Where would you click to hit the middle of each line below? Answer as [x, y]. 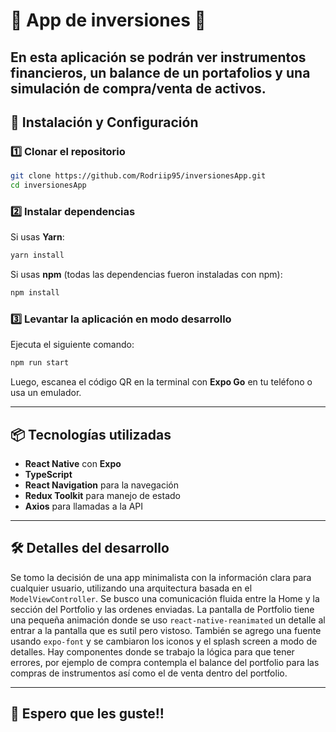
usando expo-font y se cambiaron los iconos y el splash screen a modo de [164, 641]
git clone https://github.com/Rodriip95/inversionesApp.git [138, 176]
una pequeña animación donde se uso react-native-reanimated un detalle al [168, 620]
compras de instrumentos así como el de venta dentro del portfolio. [149, 673]
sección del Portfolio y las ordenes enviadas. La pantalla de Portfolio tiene [162, 609]
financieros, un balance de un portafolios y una [160, 72]
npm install [35, 293]
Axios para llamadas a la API [84, 506]
